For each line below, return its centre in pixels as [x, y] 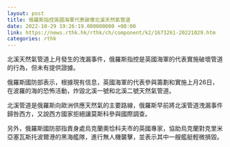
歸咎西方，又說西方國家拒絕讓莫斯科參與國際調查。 [79, 114]
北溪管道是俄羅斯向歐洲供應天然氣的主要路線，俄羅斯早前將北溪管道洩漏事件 [115, 105]
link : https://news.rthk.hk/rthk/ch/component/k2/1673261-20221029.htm [111, 32]
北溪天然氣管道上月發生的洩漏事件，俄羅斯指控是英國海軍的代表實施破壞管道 [115, 59]
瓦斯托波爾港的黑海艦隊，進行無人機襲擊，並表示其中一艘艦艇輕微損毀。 [121, 137]
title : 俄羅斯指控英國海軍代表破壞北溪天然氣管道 [69, 20]
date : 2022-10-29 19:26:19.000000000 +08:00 [72, 26]
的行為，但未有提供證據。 [43, 68]
